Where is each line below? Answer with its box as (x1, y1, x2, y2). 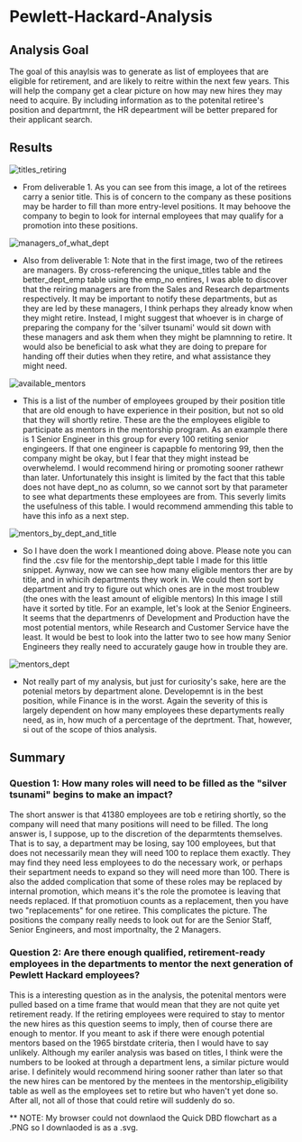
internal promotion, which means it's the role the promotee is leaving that (9, 886, 281, 897)
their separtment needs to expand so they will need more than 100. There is (9, 866, 290, 877)
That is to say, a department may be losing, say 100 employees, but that (9, 837, 277, 849)
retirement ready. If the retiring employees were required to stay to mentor (9, 1008, 286, 1019)
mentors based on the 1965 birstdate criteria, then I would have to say (9, 1037, 269, 1048)
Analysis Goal (9, 42, 89, 58)
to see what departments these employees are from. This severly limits (22, 491, 287, 502)
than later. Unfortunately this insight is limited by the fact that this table (22, 472, 286, 483)
